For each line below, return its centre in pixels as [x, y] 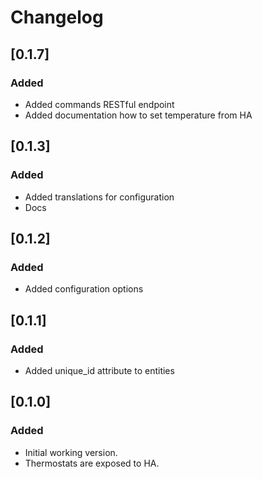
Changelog [57, 17]
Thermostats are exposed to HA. [92, 463]
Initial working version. [71, 452]
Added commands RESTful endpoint [99, 104]
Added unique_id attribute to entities [99, 370]
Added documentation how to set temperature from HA [138, 115]
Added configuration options [84, 289]
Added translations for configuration [99, 197]
